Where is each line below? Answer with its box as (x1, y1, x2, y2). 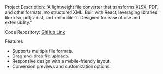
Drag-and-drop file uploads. (12, 53, 70, 59)
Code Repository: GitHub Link (5, 29, 65, 35)
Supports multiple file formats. (12, 48, 73, 54)
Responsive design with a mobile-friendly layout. (12, 58, 111, 64)
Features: (5, 38, 24, 44)
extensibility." (5, 19, 32, 25)
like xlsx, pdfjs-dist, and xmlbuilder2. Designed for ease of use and (5, 15, 140, 20)
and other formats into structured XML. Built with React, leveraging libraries (5, 9, 158, 15)
